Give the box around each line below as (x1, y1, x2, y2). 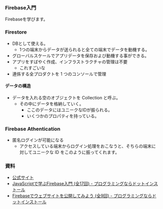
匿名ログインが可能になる (12, 137, 64, 143)
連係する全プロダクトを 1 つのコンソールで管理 (12, 71, 106, 76)
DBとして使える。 (12, 40, 48, 46)
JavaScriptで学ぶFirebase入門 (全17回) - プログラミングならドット (12, 181, 145, 187)
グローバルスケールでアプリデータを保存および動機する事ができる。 (12, 53, 149, 58)
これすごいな (19, 65, 45, 71)
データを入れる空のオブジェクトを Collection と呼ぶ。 (12, 95, 121, 100)
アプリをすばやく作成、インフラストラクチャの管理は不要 (12, 58, 128, 64)
